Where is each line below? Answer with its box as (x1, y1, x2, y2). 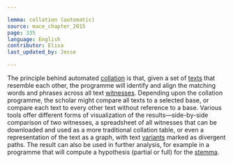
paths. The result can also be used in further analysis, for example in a (7, 141, 210, 148)
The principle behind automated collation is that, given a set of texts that (7, 74, 216, 82)
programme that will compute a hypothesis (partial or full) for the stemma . (7, 148, 220, 156)
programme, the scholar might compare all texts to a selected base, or (7, 96, 209, 104)
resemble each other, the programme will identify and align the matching (7, 81, 216, 89)
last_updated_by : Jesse (7, 49, 77, 56)
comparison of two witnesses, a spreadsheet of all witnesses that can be (7, 118, 218, 126)
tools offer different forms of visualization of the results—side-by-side (7, 111, 209, 119)
